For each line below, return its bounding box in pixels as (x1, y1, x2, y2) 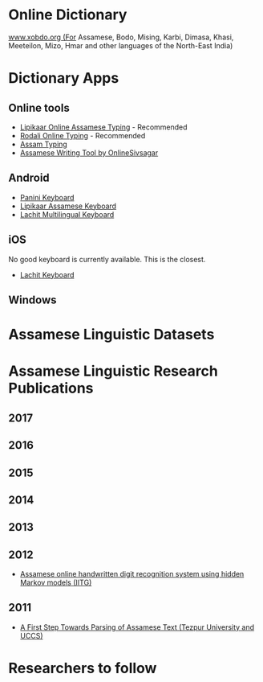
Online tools (8, 101, 70, 114)
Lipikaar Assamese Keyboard (19, 201, 117, 211)
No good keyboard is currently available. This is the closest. (8, 254, 206, 264)
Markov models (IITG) (19, 577, 92, 588)
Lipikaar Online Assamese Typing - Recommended (19, 122, 188, 132)
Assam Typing (19, 139, 68, 149)
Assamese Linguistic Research (8, 362, 218, 380)
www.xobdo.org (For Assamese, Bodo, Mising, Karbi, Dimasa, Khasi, (8, 32, 234, 42)
